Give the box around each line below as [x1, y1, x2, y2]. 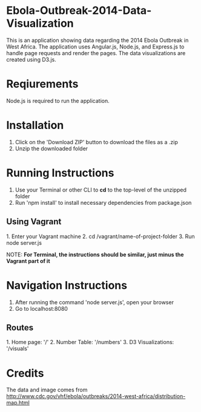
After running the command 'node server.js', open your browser [15, 298, 174, 306]
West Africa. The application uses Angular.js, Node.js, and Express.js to [6, 43, 185, 50]
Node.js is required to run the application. [6, 97, 110, 104]
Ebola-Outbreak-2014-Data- [6, 4, 152, 18]
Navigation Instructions [6, 278, 128, 292]
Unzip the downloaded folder [15, 145, 88, 152]
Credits [6, 366, 44, 380]
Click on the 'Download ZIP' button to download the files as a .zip [15, 138, 179, 145]
